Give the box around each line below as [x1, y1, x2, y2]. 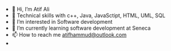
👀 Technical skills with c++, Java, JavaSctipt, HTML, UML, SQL [11, 12, 166, 19]
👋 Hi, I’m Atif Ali [11, 6, 50, 12]
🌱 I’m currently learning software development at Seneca [11, 24, 151, 31]
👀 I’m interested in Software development [11, 18, 112, 25]
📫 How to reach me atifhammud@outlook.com [11, 31, 127, 38]
